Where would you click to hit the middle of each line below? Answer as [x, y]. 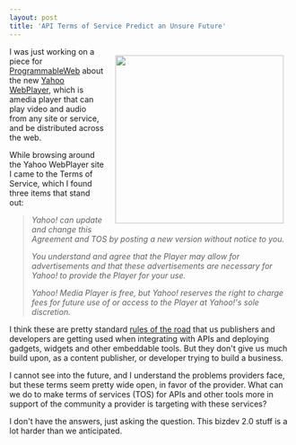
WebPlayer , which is [47, 90]
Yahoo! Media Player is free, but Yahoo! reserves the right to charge [157, 292]
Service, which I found [51, 183]
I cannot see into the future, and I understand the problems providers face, [147, 375]
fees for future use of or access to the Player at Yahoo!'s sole [145, 302]
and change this [61, 229]
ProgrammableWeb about [57, 70]
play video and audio [48, 109]
